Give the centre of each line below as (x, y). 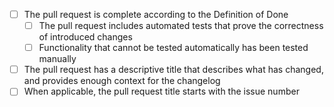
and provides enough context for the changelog (122, 81)
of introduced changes (85, 37)
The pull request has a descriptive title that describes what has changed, (173, 70)
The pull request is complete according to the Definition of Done (156, 14)
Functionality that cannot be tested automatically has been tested (173, 48)
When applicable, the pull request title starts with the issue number (161, 91)
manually (57, 59)
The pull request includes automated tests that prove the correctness (181, 26)
